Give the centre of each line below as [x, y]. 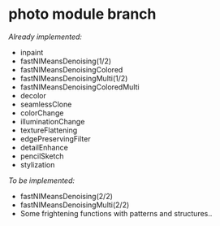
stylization [37, 164]
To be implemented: [42, 180]
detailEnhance [44, 147]
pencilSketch [42, 156]
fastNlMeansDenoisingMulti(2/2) [75, 205]
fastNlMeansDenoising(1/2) [66, 61]
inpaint [32, 52]
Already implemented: [45, 37]
